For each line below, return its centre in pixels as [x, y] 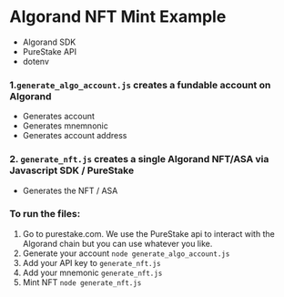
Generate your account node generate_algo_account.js [126, 253]
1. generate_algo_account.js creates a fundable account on [140, 85]
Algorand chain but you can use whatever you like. [117, 243]
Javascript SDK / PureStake [72, 170]
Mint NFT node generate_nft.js [82, 282]
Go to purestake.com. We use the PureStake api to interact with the [148, 233]
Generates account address [75, 136]
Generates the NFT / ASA [70, 190]
